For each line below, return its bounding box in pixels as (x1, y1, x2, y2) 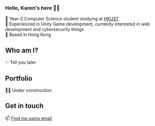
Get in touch (5, 102, 44, 110)
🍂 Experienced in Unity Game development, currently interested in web (5, 21, 150, 27)
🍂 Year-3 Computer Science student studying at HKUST (5, 16, 119, 22)
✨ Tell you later (5, 59, 36, 65)
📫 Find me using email (5, 115, 52, 121)
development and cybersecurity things (5, 26, 84, 32)
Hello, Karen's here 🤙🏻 (5, 4, 60, 11)
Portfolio (5, 74, 33, 83)
